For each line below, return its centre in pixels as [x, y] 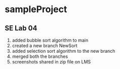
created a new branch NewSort [45, 46]
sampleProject [36, 9]
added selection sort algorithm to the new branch [64, 51]
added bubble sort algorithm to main [50, 40]
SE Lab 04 [21, 28]
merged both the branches [40, 56]
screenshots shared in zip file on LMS [51, 62]
